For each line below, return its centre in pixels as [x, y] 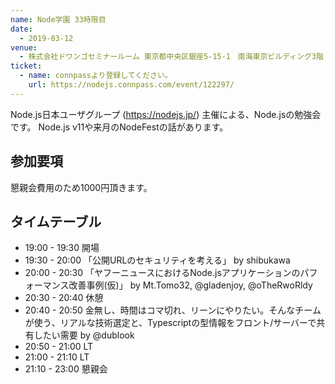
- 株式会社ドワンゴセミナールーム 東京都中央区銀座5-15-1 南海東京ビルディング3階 [171, 57]
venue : [24, 47]
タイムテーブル [56, 221]
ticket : [26, 66]
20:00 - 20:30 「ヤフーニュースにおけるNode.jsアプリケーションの [162, 273]
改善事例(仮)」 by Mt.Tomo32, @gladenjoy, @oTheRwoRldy [190, 285]
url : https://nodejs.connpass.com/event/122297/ [131, 85]
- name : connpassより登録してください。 [96, 76]
